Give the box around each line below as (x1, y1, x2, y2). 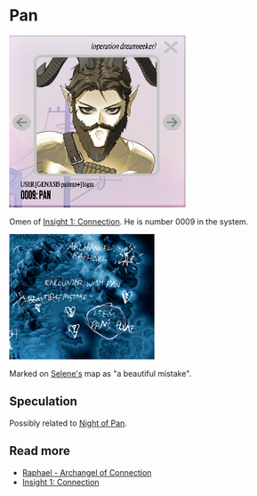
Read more (9, 443, 71, 459)
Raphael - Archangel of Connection (21, 467, 152, 477)
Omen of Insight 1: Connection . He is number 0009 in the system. (9, 215, 249, 227)
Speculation (9, 394, 78, 410)
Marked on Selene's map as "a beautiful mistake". (9, 368, 192, 378)
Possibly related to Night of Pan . (9, 418, 127, 428)
